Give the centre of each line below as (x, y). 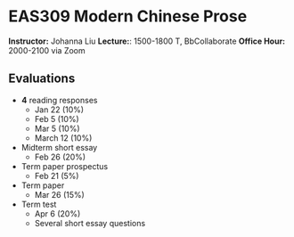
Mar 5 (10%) (57, 128)
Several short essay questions (90, 223)
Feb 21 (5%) (57, 176)
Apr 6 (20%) (57, 213)
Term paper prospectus (65, 166)
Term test (39, 204)
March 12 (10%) (63, 138)
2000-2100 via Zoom (47, 50)
